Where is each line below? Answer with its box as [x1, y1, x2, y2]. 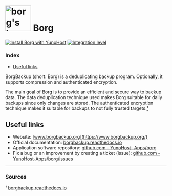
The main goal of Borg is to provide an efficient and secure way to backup [5, 89, 162, 95]
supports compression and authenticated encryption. [5, 79, 118, 85]
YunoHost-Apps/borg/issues [12, 155, 73, 162]
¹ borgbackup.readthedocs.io [5, 185, 67, 191]
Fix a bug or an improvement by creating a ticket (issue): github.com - [12, 150, 160, 156]
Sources [5, 173, 27, 180]
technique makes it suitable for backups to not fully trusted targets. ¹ [5, 105, 148, 111]
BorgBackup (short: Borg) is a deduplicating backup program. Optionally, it [5, 73, 163, 80]
